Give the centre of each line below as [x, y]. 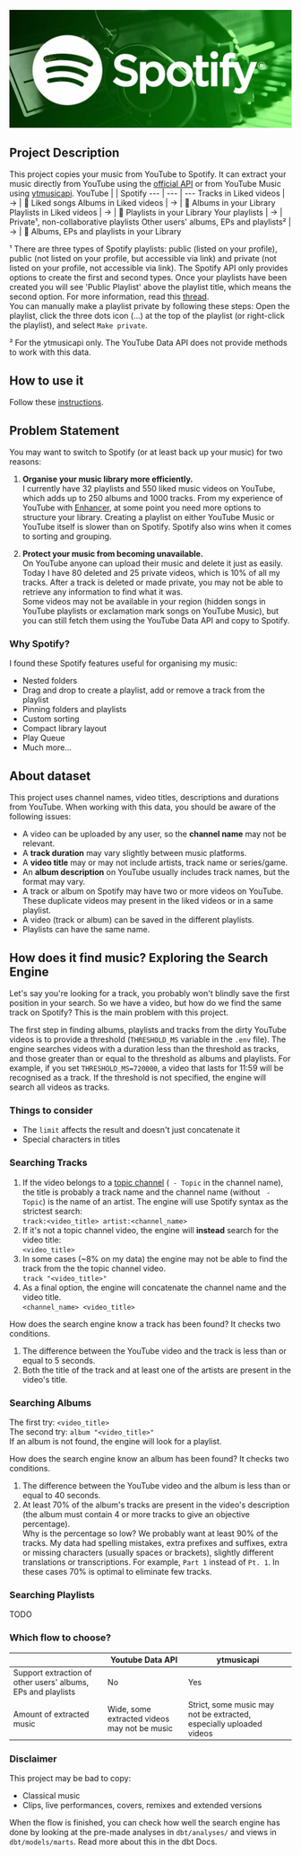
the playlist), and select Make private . [78, 325]
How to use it [47, 380]
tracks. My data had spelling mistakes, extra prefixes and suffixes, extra [155, 1542]
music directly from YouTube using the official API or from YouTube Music [146, 184]
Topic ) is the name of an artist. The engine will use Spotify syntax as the [155, 1201]
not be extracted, [219, 1714]
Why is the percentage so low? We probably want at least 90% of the [150, 1533]
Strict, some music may [231, 1704]
